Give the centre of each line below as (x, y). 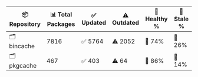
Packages (61, 24)
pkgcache (23, 66)
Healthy (156, 19)
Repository (25, 24)
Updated (94, 23)
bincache (22, 46)
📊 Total (61, 14)
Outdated (126, 23)
